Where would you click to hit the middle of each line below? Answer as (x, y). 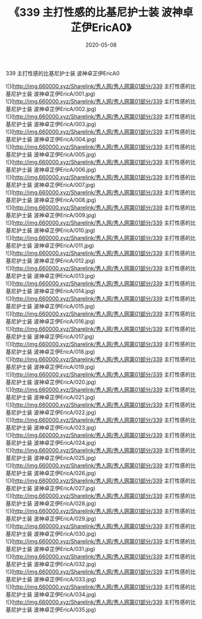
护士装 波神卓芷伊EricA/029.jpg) (56, 518)
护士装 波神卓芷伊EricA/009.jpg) (56, 215)
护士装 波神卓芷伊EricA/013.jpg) (56, 276)
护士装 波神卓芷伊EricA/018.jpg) (56, 351)
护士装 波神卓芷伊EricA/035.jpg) (56, 609)
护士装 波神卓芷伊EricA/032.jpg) (56, 564)
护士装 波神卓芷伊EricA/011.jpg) (55, 245)
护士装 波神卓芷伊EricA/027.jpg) (56, 488)
